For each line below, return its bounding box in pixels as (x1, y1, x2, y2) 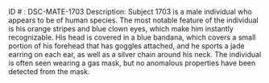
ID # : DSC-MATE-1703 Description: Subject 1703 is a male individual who (8, 7, 252, 16)
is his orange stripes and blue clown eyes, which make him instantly (8, 24, 234, 33)
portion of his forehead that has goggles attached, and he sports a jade (8, 41, 245, 51)
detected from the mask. (8, 67, 90, 76)
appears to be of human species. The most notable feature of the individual (8, 15, 259, 25)
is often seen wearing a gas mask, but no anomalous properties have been (8, 58, 256, 68)
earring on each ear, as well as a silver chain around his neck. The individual (8, 50, 262, 59)
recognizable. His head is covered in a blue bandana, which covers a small (8, 32, 256, 42)
